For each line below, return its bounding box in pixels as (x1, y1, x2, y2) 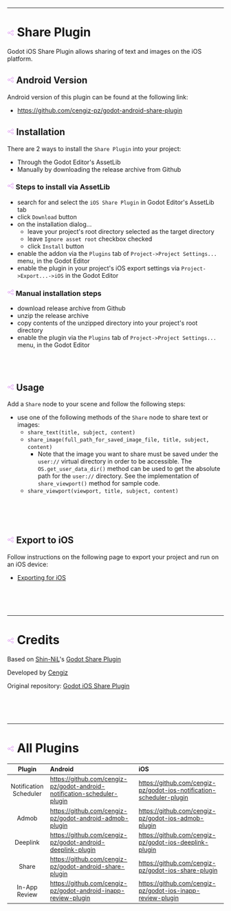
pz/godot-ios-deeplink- (138, 838, 209, 846)
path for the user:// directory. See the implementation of (37, 472, 199, 480)
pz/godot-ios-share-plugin (138, 866, 218, 874)
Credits (16, 632, 60, 648)
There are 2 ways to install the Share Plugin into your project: (7, 144, 181, 152)
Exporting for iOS (16, 573, 67, 581)
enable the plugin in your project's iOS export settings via (16, 263, 180, 272)
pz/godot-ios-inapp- (138, 887, 201, 895)
